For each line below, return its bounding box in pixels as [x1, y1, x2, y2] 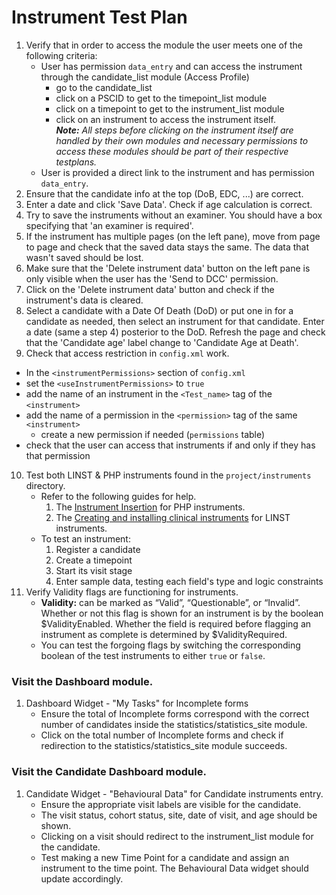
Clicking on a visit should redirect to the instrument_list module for [40, 830, 314, 842]
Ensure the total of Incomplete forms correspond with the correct [40, 708, 310, 720]
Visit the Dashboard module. [11, 674, 154, 688]
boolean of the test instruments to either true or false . [40, 649, 266, 661]
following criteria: [25, 49, 98, 61]
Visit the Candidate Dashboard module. [11, 765, 207, 779]
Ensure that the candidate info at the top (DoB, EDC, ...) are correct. [25, 187, 304, 200]
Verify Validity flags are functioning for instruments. [25, 586, 239, 598]
